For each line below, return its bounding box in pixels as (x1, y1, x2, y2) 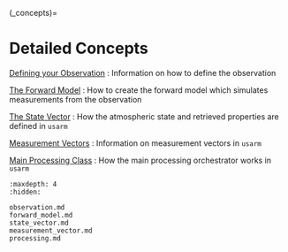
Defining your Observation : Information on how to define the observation (9, 67, 277, 78)
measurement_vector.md (9, 225, 93, 235)
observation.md (9, 202, 65, 211)
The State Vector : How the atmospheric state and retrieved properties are (9, 111, 280, 122)
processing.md (9, 233, 62, 242)
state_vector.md (9, 218, 69, 227)
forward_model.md (9, 210, 73, 219)
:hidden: (9, 187, 42, 196)
